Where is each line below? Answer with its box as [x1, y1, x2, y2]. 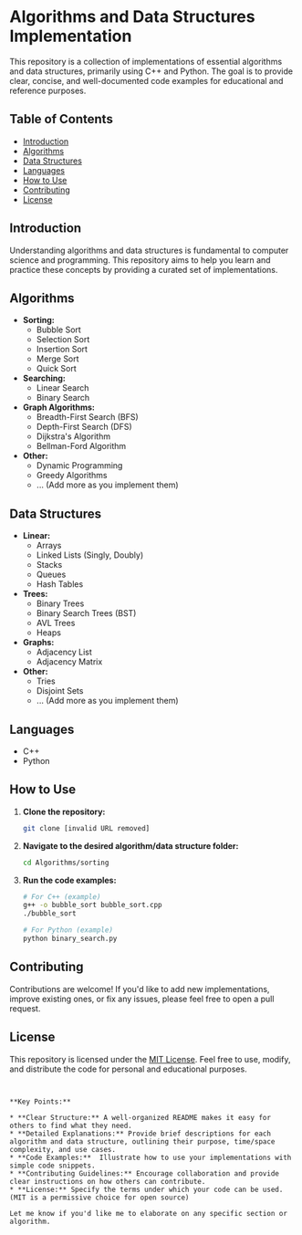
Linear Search [36, 382, 89, 393]
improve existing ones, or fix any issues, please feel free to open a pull [9, 993, 275, 1004]
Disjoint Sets [36, 686, 84, 696]
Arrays [36, 540, 62, 551]
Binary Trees [36, 598, 85, 609]
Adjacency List [36, 646, 93, 658]
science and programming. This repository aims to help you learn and [9, 254, 271, 266]
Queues [36, 569, 67, 581]
